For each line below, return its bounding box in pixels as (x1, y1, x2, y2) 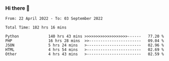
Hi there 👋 (5, 5, 30, 12)
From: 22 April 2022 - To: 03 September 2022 (5, 16, 103, 21)
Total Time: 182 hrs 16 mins (5, 25, 67, 30)
